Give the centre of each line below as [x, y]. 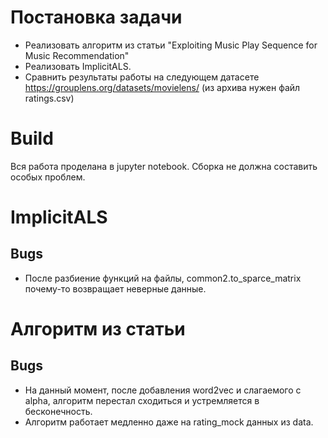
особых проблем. [48, 177]
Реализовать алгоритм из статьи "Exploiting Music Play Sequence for [171, 45]
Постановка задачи [96, 17]
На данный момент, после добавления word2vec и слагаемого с [163, 390]
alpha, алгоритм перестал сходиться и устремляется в [142, 400]
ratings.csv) [49, 98]
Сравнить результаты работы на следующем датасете [142, 77]
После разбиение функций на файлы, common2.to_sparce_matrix [163, 278]
